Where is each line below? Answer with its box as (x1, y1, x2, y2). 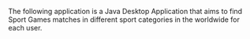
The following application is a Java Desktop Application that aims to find (8, 7, 243, 16)
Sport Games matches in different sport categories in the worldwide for (8, 15, 241, 24)
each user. (8, 23, 43, 32)
